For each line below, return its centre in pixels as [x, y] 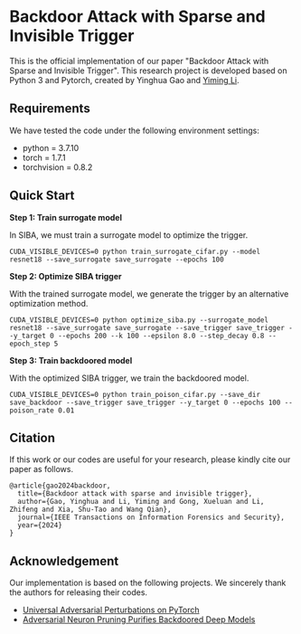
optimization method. [49, 303]
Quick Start [42, 196]
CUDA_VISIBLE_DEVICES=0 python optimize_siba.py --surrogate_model [139, 320]
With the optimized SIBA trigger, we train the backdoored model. [129, 378]
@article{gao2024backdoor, [60, 486]
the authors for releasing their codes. [78, 592]
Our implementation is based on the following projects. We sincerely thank [148, 583]
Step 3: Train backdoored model [71, 360]
